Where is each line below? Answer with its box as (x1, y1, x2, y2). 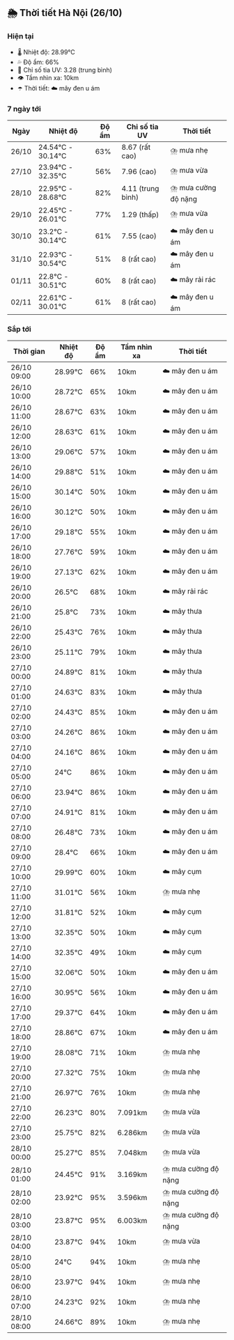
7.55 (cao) (121, 231, 157, 241)
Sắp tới (7, 324, 31, 334)
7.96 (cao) (121, 166, 157, 176)
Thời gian (13, 347, 45, 357)
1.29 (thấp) (121, 210, 159, 219)
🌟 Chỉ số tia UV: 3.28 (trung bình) (17, 65, 113, 74)
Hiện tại (7, 31, 34, 41)
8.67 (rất (121, 142, 151, 152)
